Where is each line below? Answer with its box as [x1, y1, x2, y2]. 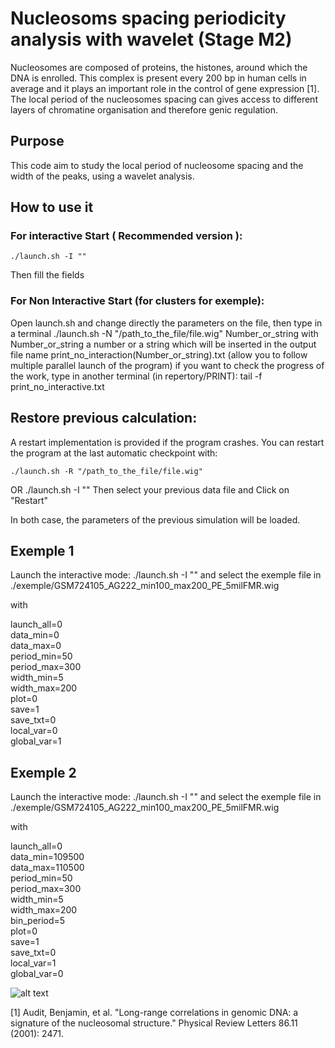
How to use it [10, 199, 94, 216]
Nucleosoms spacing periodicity [10, 7, 287, 30]
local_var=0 [10, 725, 58, 737]
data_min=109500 [10, 851, 85, 863]
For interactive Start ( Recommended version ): [10, 229, 243, 243]
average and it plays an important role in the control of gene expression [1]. [10, 82, 320, 94]
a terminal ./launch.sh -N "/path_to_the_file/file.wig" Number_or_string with [10, 327, 319, 339]
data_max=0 [10, 640, 62, 652]
